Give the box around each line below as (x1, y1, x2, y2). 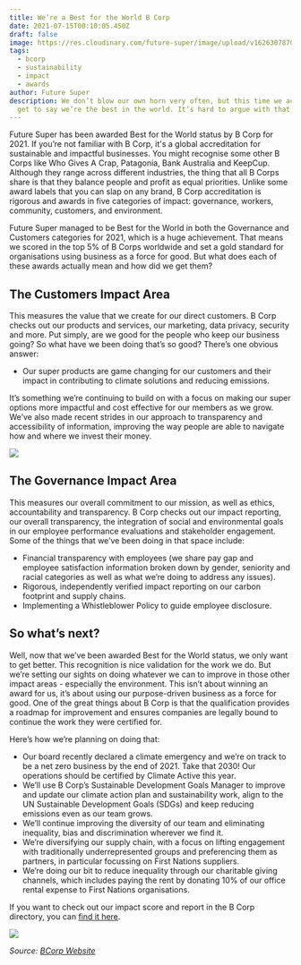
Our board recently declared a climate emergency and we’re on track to (21, 751, 287, 762)
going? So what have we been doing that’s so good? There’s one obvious (9, 339, 279, 350)
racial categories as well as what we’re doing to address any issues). (21, 571, 276, 582)
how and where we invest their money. (9, 431, 152, 441)
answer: (9, 348, 39, 359)
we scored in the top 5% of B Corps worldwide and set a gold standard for (9, 242, 284, 252)
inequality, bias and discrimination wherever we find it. (21, 827, 224, 838)
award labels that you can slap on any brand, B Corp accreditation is (9, 186, 262, 197)
